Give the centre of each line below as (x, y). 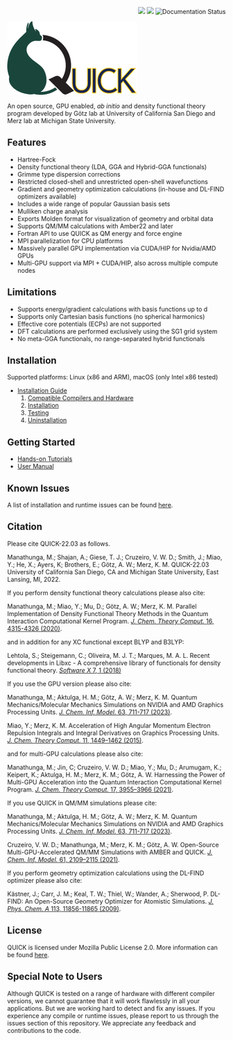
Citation (25, 527)
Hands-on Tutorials (45, 459)
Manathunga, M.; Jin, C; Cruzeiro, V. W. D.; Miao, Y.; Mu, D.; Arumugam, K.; (114, 767)
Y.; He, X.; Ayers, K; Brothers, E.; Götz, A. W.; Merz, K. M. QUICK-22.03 (108, 565)
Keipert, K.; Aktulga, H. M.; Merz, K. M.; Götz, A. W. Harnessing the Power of (116, 774)
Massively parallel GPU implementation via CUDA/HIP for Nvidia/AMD (116, 248)
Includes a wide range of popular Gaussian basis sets (94, 204)
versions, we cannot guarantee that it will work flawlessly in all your (104, 1001)
